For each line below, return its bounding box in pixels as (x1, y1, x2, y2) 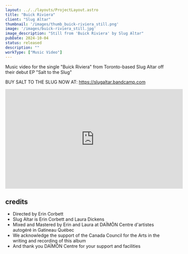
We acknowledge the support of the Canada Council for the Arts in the (12, 232, 160, 238)
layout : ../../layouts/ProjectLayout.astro (5, 7, 99, 13)
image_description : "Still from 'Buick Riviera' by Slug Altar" (5, 31, 144, 36)
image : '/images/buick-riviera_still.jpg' (5, 26, 96, 31)
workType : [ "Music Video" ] (5, 50, 62, 55)
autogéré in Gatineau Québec (12, 227, 74, 233)
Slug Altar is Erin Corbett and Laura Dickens (12, 216, 105, 223)
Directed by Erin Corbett (12, 211, 64, 217)
